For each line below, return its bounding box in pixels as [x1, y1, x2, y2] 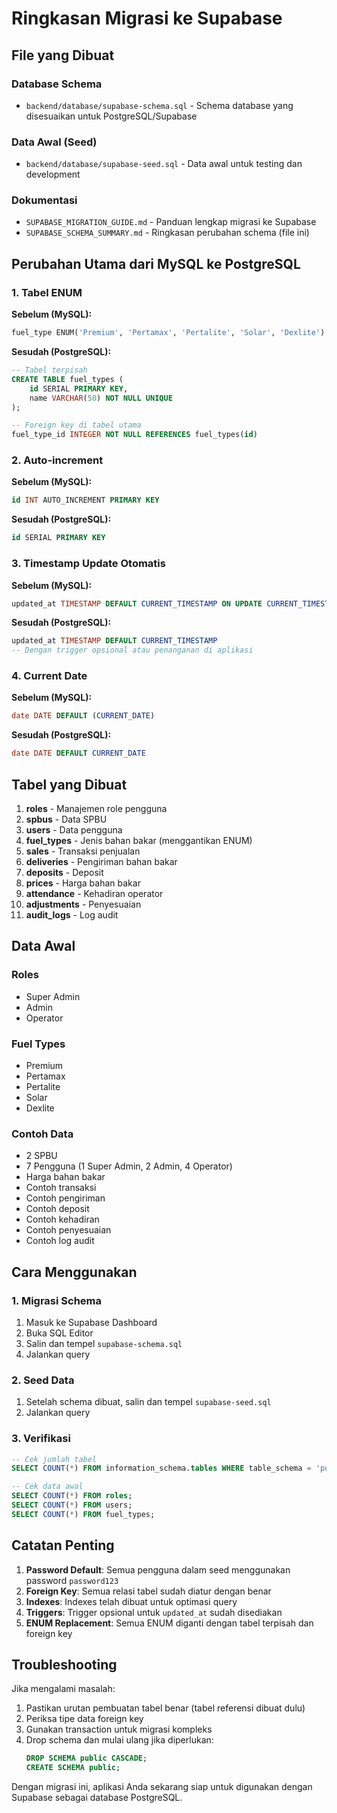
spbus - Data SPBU [25, 813, 108, 825]
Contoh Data [11, 1127, 74, 1141]
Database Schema [11, 77, 103, 91]
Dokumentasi [11, 193, 78, 207]
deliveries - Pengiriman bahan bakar [25, 855, 178, 867]
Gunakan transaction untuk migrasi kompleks [25, 1723, 213, 1736]
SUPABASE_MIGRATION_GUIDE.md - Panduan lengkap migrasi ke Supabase [25, 216, 317, 228]
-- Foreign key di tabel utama [11, 420, 142, 431]
